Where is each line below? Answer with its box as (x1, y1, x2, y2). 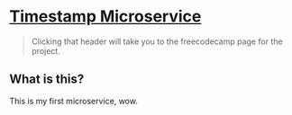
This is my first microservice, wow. (9, 95, 138, 106)
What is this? (9, 72, 85, 87)
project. (31, 45, 60, 56)
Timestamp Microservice (9, 6, 202, 27)
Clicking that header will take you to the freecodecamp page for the (31, 36, 283, 47)
